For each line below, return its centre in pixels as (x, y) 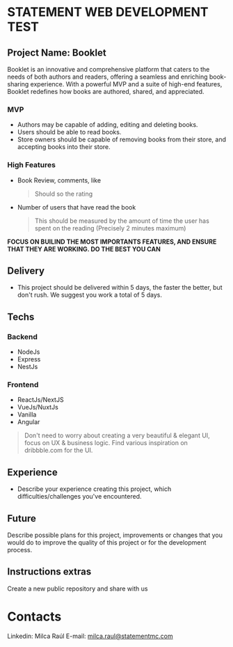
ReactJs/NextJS (40, 400)
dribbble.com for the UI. (58, 451)
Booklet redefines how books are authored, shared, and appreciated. (106, 92)
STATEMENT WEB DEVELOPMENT (108, 12)
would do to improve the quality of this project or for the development (107, 543)
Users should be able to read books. (69, 132)
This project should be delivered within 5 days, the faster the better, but (120, 288)
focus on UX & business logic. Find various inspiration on (106, 443)
